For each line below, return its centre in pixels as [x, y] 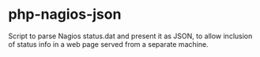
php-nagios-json [65, 14]
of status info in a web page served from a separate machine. [108, 44]
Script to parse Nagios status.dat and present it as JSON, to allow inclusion [130, 36]
